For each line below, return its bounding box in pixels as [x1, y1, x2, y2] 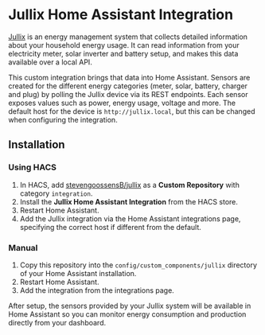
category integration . [19, 189, 93, 198]
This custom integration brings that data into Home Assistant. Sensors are [8, 72, 251, 82]
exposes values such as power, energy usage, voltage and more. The [8, 98, 236, 107]
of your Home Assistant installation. [19, 268, 137, 278]
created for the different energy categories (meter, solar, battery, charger [8, 81, 248, 91]
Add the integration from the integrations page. [19, 285, 175, 295]
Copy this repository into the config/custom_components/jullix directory [19, 260, 257, 270]
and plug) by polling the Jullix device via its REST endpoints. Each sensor [8, 89, 248, 99]
